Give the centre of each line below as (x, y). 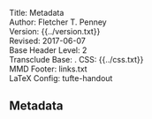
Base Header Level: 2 (48, 50)
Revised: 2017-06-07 (47, 41)
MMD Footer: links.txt (48, 69)
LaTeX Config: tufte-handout (61, 78)
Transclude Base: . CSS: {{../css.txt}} (76, 59)
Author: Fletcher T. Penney (58, 22)
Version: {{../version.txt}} (55, 31)
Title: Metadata (37, 13)
